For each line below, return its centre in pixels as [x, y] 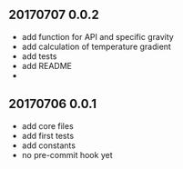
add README [46, 65]
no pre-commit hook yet [67, 154]
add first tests [48, 135]
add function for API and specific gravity [97, 36]
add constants [49, 145]
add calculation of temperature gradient [97, 46]
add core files [47, 125]
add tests [39, 56]
